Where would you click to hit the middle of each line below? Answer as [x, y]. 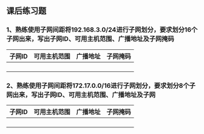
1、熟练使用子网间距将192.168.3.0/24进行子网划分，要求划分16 [99, 30]
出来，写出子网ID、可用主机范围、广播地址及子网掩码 [96, 39]
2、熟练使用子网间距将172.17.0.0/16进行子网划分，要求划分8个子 [101, 85]
